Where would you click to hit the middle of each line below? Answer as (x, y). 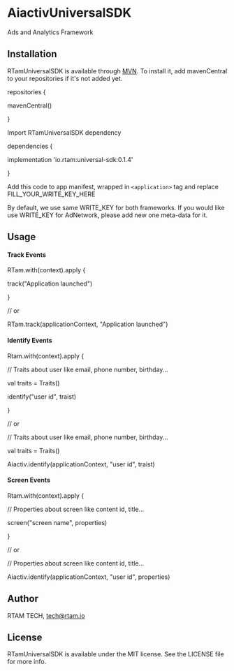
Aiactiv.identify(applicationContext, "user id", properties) (89, 577)
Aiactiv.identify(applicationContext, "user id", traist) (81, 464)
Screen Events (29, 480)
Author (23, 599)
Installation (32, 54)
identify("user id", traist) (42, 397)
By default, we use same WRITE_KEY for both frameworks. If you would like (116, 207)
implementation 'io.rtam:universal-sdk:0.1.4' (70, 159)
